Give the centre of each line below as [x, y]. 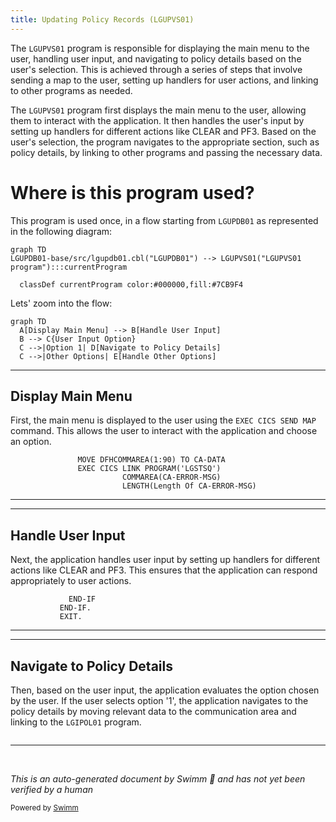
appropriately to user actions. [71, 581]
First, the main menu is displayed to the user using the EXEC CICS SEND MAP [163, 420]
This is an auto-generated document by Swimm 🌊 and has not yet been [158, 779]
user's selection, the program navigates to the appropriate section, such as [165, 142]
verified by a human [52, 789]
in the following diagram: [61, 231]
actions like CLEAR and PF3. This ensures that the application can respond [164, 570]
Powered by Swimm [44, 808]
